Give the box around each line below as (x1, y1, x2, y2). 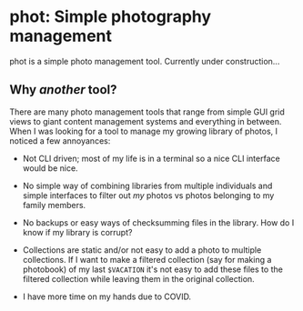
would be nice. (22, 162, 79, 174)
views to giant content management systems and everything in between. (9, 115, 282, 126)
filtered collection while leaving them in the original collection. (22, 273, 255, 284)
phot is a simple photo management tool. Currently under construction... (9, 55, 280, 66)
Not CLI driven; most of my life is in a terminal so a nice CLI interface (22, 153, 280, 164)
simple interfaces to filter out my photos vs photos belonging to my (22, 189, 275, 201)
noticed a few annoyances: (9, 135, 111, 146)
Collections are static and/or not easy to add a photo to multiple (22, 244, 262, 256)
